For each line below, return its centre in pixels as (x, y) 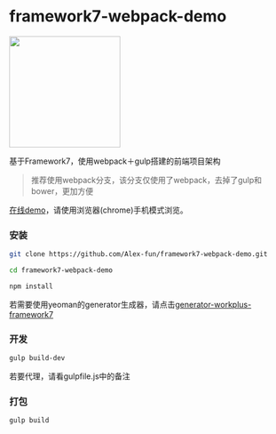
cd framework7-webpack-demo (61, 270)
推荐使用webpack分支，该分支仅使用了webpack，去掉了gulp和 (146, 180)
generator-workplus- (213, 304)
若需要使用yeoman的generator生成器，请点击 (92, 304)
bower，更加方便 (62, 191)
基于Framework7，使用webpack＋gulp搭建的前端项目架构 (115, 161)
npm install (31, 286)
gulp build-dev (37, 358)
